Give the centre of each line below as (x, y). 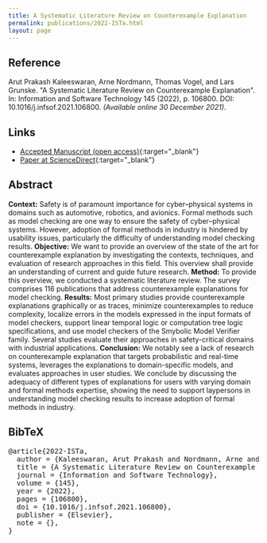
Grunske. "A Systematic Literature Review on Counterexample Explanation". (132, 90)
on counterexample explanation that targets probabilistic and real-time (123, 356)
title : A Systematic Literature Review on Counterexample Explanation (128, 16)
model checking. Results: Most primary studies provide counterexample (126, 297)
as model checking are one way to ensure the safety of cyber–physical (124, 221)
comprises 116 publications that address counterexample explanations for (128, 288)
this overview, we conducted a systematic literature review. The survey (124, 280)
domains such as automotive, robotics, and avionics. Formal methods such (130, 213)
